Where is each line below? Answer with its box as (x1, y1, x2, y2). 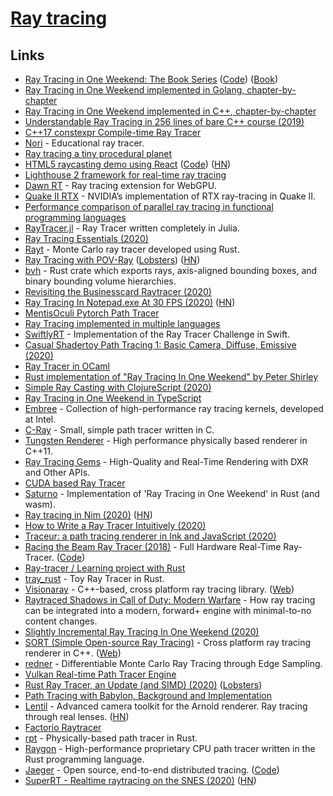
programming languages (24, 212, 127, 223)
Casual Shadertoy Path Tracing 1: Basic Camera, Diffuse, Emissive (24, 339, 297, 351)
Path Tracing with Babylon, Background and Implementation (24, 690, 272, 701)
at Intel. (24, 413, 57, 425)
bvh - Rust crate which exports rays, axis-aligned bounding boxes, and (24, 265, 318, 276)
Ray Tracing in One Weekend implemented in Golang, (24, 84, 245, 96)
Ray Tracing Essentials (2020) (24, 233, 149, 244)
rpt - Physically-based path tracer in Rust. (24, 732, 198, 744)
